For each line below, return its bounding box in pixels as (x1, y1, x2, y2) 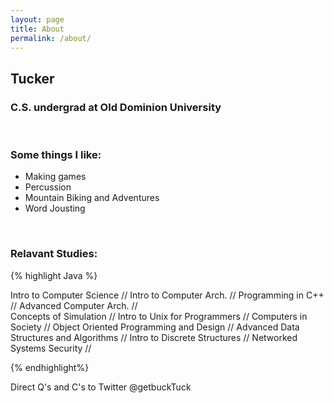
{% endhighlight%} (10, 361, 90, 373)
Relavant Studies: (10, 247, 98, 261)
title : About (10, 24, 65, 34)
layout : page (10, 14, 65, 25)
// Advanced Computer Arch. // (10, 299, 138, 311)
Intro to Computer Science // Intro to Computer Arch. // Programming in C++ (10, 289, 325, 301)
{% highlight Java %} (10, 269, 98, 281)
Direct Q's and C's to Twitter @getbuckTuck (10, 381, 192, 393)
